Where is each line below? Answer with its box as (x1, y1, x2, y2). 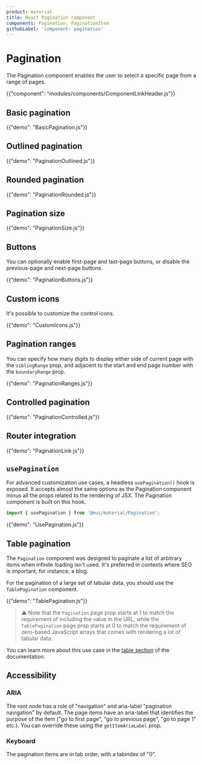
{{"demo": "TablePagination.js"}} (6, 598, 88, 604)
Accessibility (6, 670, 57, 681)
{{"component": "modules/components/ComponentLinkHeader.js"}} (6, 90, 176, 97)
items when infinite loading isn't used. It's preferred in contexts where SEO (6, 561, 192, 568)
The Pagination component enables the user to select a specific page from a (6, 72, 197, 79)
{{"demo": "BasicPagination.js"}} (6, 123, 88, 131)
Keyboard (6, 737, 36, 745)
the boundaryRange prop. (6, 367, 66, 375)
